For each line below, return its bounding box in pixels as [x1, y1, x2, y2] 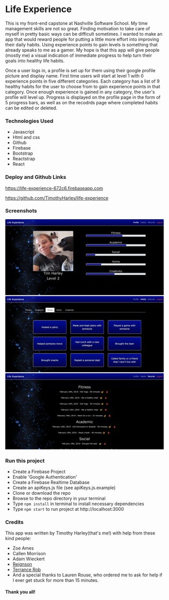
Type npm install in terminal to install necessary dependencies [12, 501, 144, 507]
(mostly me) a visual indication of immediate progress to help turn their [5, 52, 152, 58]
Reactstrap [12, 156, 35, 162]
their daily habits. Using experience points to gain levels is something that [5, 41, 158, 47]
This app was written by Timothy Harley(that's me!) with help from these [5, 530, 155, 536]
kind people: [5, 536, 31, 542]
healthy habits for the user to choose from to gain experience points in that [5, 83, 160, 89]
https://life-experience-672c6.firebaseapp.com [5, 185, 103, 191]
